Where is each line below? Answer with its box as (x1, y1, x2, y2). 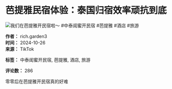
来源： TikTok (5, 46, 34, 52)
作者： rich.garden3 (5, 33, 48, 39)
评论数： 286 (5, 67, 33, 74)
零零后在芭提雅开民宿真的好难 (5, 78, 68, 84)
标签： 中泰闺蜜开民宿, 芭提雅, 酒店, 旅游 (5, 56, 91, 63)
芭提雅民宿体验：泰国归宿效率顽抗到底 (5, 5, 167, 16)
